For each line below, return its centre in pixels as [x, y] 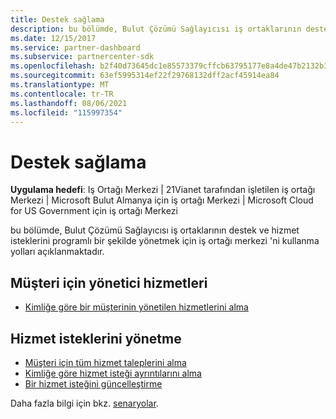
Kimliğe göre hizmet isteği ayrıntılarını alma [113, 373]
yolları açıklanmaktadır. [57, 252]
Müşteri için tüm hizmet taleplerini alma [105, 362]
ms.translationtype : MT [60, 85]
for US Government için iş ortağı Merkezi [94, 211]
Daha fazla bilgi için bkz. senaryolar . [84, 403]
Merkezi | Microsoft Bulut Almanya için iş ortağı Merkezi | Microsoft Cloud [162, 200]
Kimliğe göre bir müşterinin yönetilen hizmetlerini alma [136, 307]
